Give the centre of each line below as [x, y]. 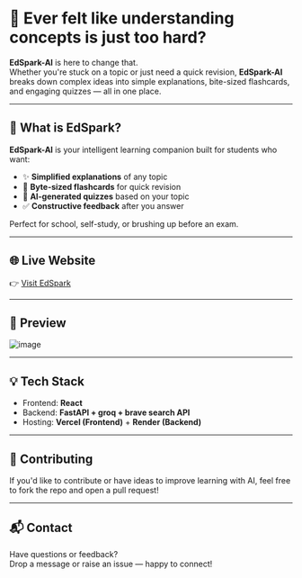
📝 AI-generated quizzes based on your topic [106, 196]
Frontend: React [52, 403]
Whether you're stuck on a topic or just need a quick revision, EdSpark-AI [146, 72]
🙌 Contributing [51, 459]
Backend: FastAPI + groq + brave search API [106, 412]
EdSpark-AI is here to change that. [74, 62]
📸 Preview [38, 323]
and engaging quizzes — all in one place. [85, 91]
